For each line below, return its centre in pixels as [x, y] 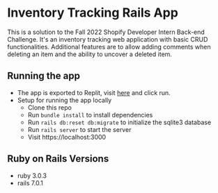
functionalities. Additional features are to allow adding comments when [109, 47]
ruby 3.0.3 [32, 176]
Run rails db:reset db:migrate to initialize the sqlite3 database [119, 122]
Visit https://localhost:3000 [67, 137]
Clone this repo [49, 107]
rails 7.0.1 [30, 183]
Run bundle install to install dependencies [90, 115]
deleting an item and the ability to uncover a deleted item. [90, 54]
